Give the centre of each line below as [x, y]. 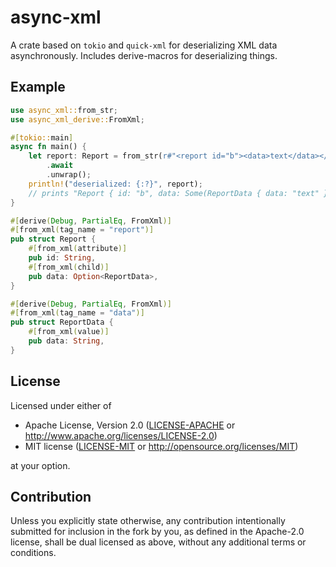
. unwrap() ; [69, 175]
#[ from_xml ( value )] [69, 332]
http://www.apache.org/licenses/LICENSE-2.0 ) [121, 435]
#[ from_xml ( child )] [69, 267]
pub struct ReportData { [62, 322]
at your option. [40, 465]
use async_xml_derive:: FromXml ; [77, 119]
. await [60, 166]
